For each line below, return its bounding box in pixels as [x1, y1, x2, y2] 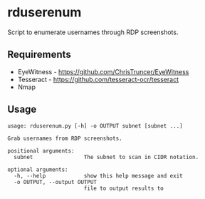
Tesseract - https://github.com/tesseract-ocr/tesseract [17, 75, 179, 83]
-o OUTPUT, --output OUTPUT [14, 178, 98, 185]
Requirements [7, 49, 71, 61]
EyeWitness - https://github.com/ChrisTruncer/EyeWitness [17, 67, 189, 76]
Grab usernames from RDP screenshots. [7, 135, 122, 142]
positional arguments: [7, 147, 75, 154]
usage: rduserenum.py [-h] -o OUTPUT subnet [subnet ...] [7, 122, 183, 129]
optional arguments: [7, 165, 69, 173]
